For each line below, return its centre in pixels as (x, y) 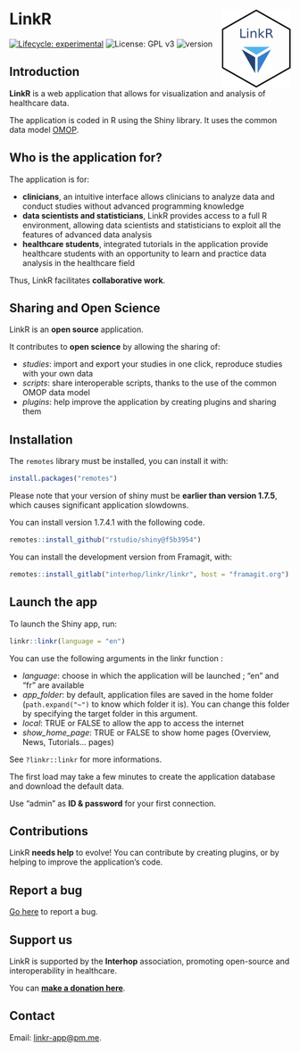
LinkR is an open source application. (77, 329)
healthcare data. (39, 103)
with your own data (58, 374)
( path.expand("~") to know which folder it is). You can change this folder (156, 704)
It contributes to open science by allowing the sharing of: (115, 347)
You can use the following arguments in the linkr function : (116, 658)
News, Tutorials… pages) (68, 741)
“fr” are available (53, 685)
